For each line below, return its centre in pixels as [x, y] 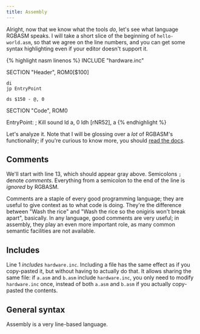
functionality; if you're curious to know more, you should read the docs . [95, 140]
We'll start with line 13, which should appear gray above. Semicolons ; [94, 174]
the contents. [42, 291]
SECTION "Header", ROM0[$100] [48, 72]
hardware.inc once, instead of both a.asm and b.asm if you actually [89, 284]
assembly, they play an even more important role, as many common [91, 225]
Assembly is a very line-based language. [57, 324]
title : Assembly [27, 12]
